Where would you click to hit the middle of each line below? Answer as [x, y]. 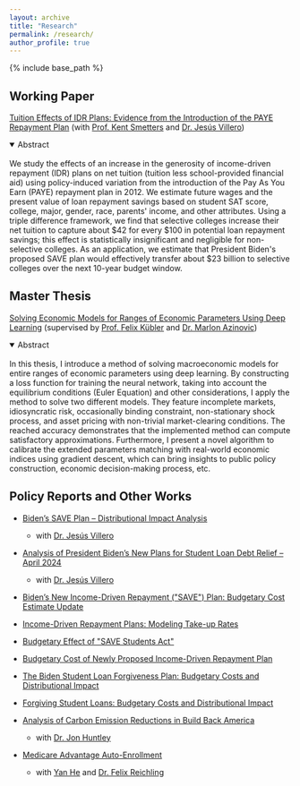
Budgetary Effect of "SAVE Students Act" [98, 641]
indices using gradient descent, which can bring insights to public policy [142, 458]
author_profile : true [50, 43]
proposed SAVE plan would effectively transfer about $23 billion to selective [150, 259]
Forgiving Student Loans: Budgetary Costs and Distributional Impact [148, 703]
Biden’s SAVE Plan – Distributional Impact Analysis [115, 518]
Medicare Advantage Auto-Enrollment [92, 755]
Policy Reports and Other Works [101, 496]
